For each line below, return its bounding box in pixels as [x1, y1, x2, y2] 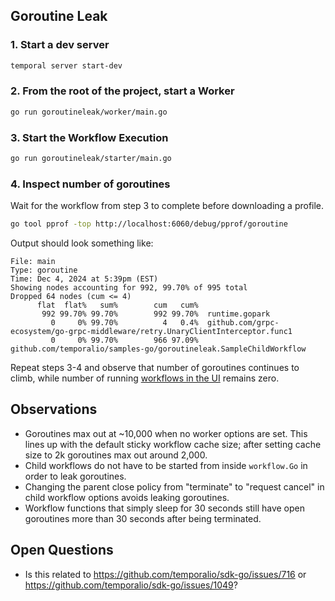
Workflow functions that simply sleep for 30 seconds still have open [24, 502, 305, 514]
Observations [10, 401, 98, 418]
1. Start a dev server [10, 38, 110, 52]
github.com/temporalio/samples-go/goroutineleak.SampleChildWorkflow [10, 344, 307, 354]
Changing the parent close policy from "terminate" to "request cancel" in [24, 480, 325, 493]
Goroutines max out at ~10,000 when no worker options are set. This [24, 427, 308, 439]
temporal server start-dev [10, 60, 123, 71]
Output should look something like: [10, 237, 154, 249]
